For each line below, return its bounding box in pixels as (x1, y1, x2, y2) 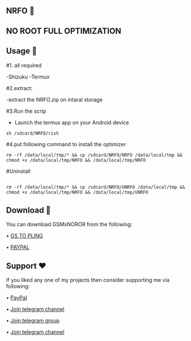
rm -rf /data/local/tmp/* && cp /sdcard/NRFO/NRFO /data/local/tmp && (6, 152, 183, 158)
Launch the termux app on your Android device (14, 119, 129, 126)
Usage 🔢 (6, 46, 37, 56)
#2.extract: (6, 84, 33, 91)
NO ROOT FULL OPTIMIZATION (6, 26, 122, 36)
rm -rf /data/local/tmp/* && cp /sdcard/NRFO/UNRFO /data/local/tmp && (6, 184, 185, 190)
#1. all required (6, 61, 42, 68)
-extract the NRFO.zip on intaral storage (6, 96, 103, 103)
